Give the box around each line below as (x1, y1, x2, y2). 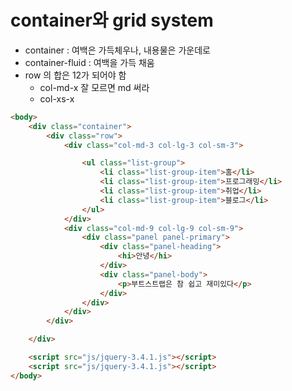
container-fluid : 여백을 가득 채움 (24, 56, 155, 68)
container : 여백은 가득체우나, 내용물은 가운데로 (24, 44, 211, 56)
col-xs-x (39, 92, 75, 105)
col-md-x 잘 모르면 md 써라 (39, 81, 150, 93)
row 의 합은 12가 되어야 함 (24, 69, 127, 81)
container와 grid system (10, 9, 214, 32)
